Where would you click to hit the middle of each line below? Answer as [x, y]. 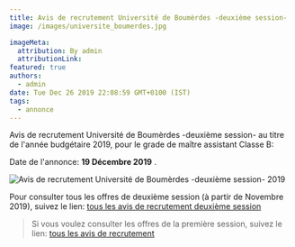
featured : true [38, 68]
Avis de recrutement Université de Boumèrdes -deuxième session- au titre [147, 135]
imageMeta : [30, 42]
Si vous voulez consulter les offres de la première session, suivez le [157, 224]
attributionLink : [50, 59]
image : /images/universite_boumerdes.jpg [88, 26]
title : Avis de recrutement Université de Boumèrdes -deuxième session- [148, 18]
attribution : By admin [60, 50]
